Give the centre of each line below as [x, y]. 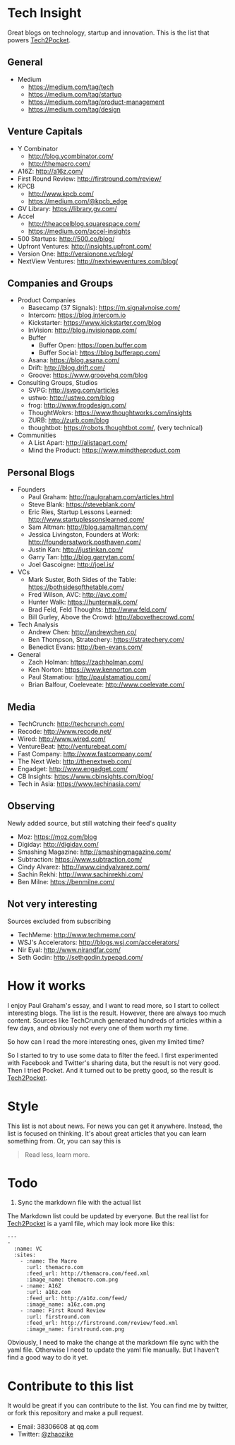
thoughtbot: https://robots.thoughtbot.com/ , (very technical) [115, 428]
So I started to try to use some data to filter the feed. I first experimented [113, 1055]
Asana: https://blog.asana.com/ [74, 360]
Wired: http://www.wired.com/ [61, 739]
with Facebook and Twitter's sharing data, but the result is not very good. [114, 1063]
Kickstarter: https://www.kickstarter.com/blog [95, 323]
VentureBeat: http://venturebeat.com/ [72, 746]
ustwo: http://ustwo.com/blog [71, 398]
